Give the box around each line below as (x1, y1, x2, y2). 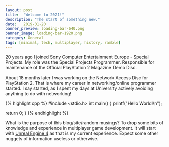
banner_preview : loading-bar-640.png (5, 26, 85, 31)
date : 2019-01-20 (5, 21, 46, 27)
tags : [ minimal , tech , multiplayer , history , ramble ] (5, 40, 121, 45)
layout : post (5, 7, 33, 13)
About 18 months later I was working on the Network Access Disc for (5, 74, 148, 81)
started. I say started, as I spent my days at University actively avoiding (5, 85, 153, 91)
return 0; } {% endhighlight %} (5, 110, 69, 116)
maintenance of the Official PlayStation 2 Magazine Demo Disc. (5, 64, 137, 70)
